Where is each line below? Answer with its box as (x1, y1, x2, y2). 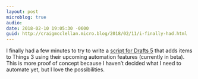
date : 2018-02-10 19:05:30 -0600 (6, 25, 89, 31)
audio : (6, 20, 23, 26)
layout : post (6, 8, 39, 15)
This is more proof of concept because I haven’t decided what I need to (6, 60, 181, 67)
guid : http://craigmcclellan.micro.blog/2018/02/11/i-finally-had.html (6, 31, 187, 37)
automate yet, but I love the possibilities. (6, 66, 105, 73)
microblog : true (6, 14, 46, 20)
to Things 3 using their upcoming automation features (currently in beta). (6, 53, 185, 61)
